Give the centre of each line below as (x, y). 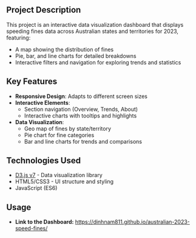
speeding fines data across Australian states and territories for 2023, (93, 31)
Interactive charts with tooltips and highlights (80, 116)
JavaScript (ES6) (36, 188)
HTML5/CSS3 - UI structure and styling (64, 181)
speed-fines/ (31, 228)
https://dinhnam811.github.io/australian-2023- (132, 222)
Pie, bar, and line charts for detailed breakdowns (76, 56)
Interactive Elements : (42, 102)
